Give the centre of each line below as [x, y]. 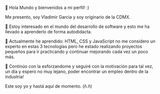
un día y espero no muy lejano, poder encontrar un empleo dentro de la [77, 71]
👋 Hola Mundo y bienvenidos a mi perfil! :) [47, 8]
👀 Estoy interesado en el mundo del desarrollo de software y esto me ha [77, 26]
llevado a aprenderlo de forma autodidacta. [49, 32]
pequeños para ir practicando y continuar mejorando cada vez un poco [77, 52]
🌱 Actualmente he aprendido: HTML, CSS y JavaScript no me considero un [80, 41]
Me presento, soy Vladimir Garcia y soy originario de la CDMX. [68, 17]
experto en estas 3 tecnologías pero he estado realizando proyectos [74, 46]
